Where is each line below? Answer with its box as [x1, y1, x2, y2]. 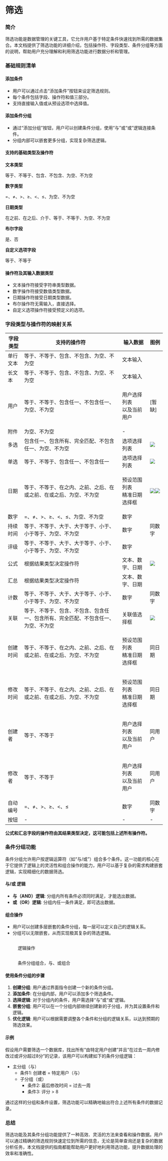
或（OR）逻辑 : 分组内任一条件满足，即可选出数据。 [12, 900, 118, 906]
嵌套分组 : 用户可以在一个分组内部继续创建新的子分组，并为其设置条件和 [12, 1003, 160, 1009]
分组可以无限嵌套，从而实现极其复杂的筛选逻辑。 [12, 930, 113, 936]
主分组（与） [12, 1063, 39, 1069]
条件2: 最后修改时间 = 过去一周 [27, 1082, 91, 1088]
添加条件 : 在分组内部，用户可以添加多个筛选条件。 [12, 991, 116, 997]
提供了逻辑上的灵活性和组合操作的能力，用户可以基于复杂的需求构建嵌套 [13, 862, 163, 868]
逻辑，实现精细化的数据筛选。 [5, 868, 66, 875]
